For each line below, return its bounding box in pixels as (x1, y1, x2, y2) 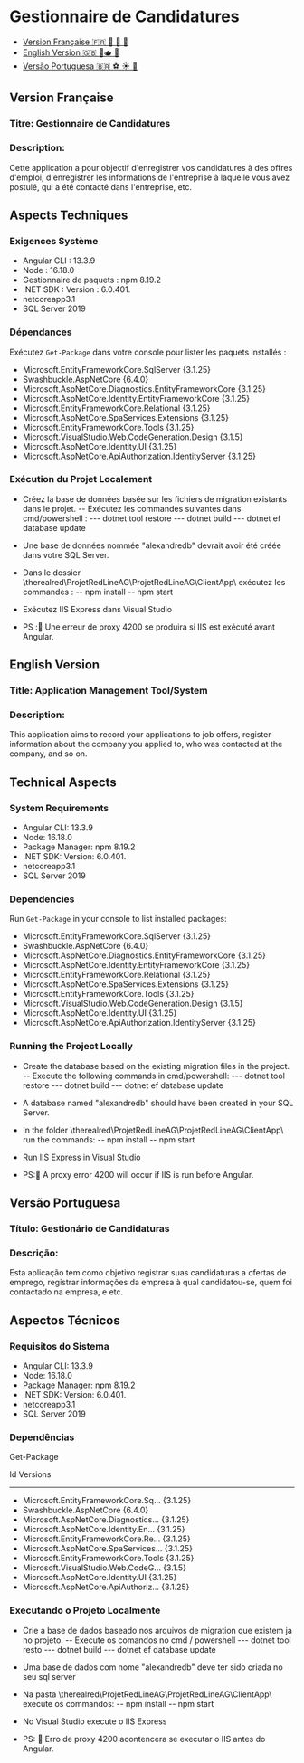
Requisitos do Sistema (9, 1340, 110, 1352)
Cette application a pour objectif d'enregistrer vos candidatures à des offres (9, 162, 293, 173)
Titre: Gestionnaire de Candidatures (9, 118, 171, 130)
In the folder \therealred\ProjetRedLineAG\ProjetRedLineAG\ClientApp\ (22, 1124, 284, 1135)
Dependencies (9, 893, 75, 905)
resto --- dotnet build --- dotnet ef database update (22, 1644, 216, 1654)
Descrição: (9, 1246, 59, 1259)
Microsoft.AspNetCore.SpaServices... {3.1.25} (22, 1543, 193, 1554)
